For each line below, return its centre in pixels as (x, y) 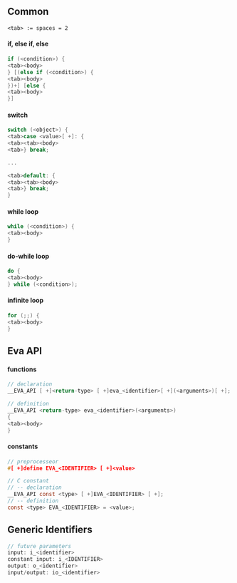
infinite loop (26, 300)
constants (23, 447)
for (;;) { (23, 316)
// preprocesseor (33, 461)
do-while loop (28, 256)
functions (22, 369)
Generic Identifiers (50, 530)
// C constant (28, 481)
